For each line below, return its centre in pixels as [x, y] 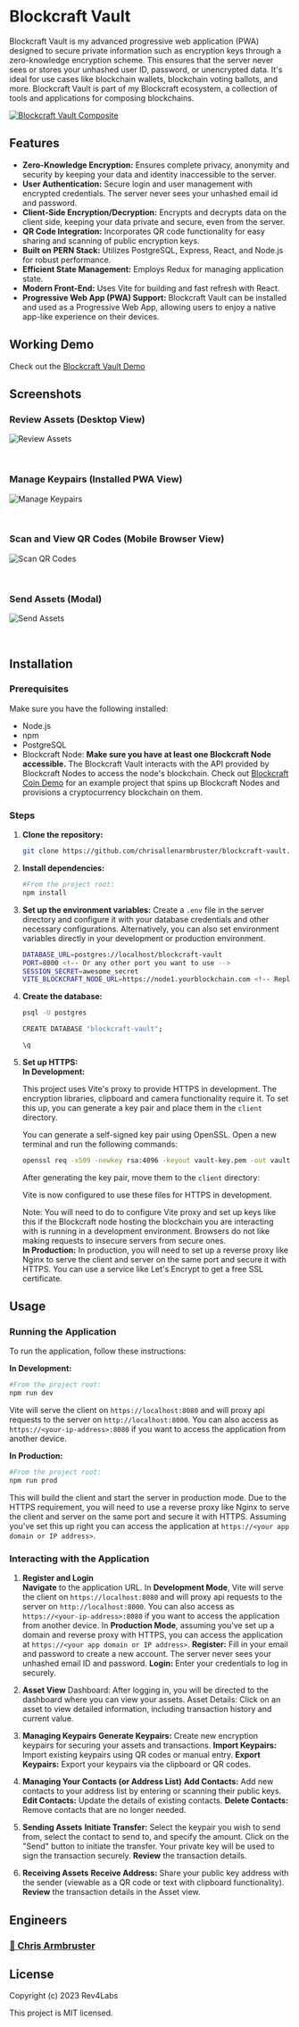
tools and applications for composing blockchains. [102, 98]
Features [34, 143]
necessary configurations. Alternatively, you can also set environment [150, 929]
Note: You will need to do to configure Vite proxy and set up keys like [149, 1212]
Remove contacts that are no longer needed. [104, 1810]
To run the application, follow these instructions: [98, 1351]
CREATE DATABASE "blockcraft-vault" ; [92, 1029]
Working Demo [52, 345]
